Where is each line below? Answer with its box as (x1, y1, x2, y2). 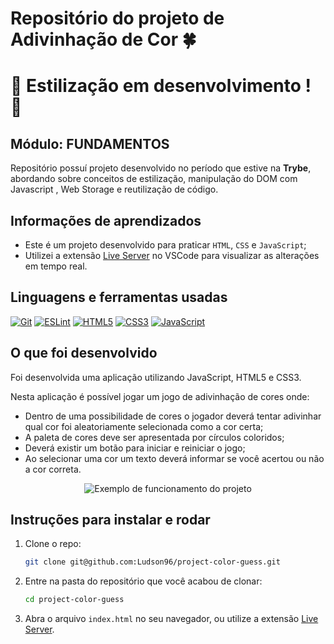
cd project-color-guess (24, 595, 125, 605)
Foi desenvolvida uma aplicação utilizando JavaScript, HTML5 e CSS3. (10, 371, 302, 383)
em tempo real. (24, 260, 88, 272)
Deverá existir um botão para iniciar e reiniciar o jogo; (24, 442, 246, 454)
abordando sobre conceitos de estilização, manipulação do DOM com (10, 173, 298, 185)
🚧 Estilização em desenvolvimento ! (10, 75, 312, 97)
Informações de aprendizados (10, 212, 202, 229)
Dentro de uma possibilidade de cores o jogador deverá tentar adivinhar (24, 410, 322, 422)
